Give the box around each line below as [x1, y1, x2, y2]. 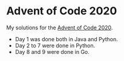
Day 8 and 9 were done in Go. [15, 48, 90, 55]
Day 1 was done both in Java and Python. [15, 35, 118, 42]
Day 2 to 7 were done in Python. [15, 42, 96, 49]
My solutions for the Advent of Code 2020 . [6, 24, 113, 31]
